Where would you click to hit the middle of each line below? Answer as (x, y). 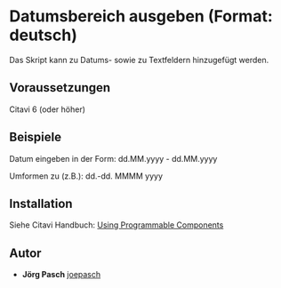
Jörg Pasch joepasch (61, 275)
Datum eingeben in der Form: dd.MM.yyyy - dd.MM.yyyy (113, 158)
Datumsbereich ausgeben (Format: (141, 16)
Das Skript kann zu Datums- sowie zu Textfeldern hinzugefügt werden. (139, 60)
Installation (41, 203)
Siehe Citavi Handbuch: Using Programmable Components (116, 225)
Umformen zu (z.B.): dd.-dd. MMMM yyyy (86, 176)
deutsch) (43, 35)
